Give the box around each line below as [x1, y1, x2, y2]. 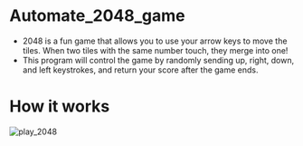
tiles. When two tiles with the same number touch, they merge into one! [22, 44, 289, 55]
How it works [9, 96, 110, 117]
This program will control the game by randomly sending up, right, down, [22, 54, 295, 65]
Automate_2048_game [9, 5, 185, 26]
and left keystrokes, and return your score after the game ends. [22, 64, 260, 75]
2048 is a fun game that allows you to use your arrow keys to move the [22, 35, 288, 46]
